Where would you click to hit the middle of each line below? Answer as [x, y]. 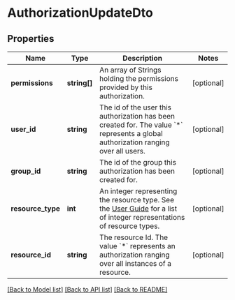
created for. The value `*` [141, 125]
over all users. [122, 151]
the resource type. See [137, 200]
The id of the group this [138, 162]
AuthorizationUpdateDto [80, 13]
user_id [23, 129]
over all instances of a [135, 263]
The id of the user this [135, 107]
